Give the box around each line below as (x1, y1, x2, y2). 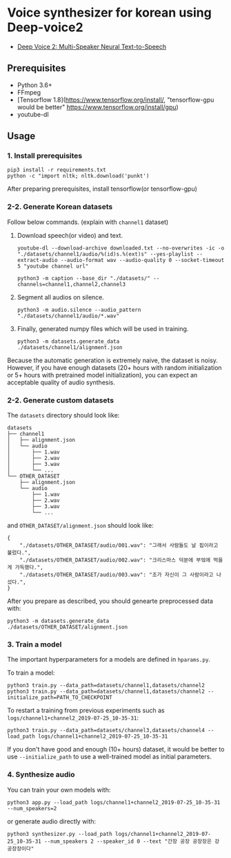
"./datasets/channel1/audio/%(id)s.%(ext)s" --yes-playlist (17, 250, 194, 257)
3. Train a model (7, 640, 62, 649)
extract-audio (17, 257, 58, 263)
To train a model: (7, 669, 55, 677)
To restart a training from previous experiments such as (7, 707, 165, 715)
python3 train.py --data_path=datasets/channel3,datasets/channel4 (7, 727, 205, 734)
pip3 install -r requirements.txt (7, 167, 107, 174)
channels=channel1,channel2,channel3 (17, 281, 126, 288)
